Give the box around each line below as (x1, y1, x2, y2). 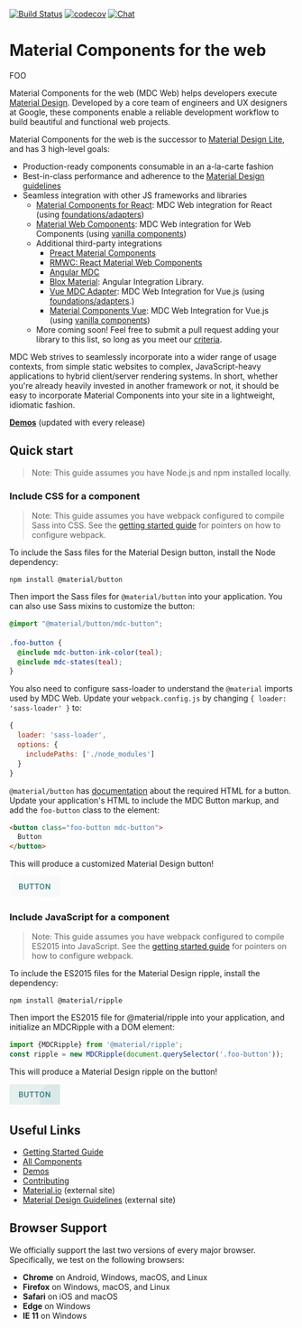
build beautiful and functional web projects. (9, 116, 171, 127)
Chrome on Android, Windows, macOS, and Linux (22, 1271, 208, 1283)
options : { (17, 740, 59, 749)
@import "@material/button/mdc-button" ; (9, 619, 164, 628)
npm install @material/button (9, 575, 124, 585)
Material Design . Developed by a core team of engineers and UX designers (9, 97, 288, 108)
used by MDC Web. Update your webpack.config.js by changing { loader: (9, 692, 287, 704)
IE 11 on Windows (22, 1310, 87, 1321)
